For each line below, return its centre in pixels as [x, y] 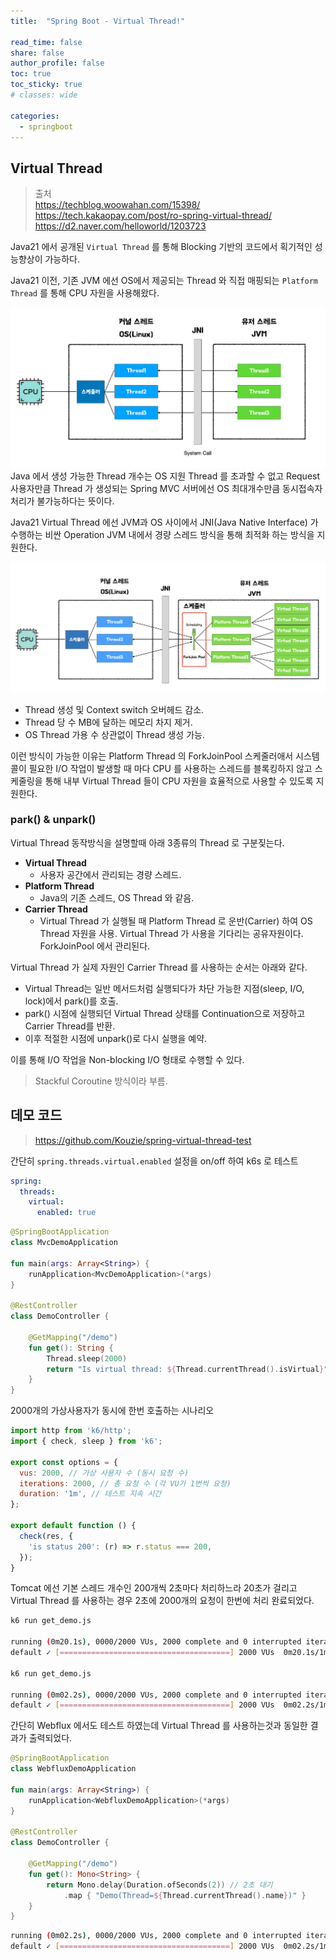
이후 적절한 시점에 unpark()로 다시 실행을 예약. [116, 1038]
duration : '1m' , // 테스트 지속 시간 [90, 1494]
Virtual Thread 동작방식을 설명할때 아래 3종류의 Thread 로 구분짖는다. [147, 842]
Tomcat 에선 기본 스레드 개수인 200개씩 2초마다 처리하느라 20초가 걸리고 [154, 1588]
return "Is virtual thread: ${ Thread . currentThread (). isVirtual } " [187, 1369]
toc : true [31, 74]
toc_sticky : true [46, 85]
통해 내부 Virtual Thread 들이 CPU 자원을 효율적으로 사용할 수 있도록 [179, 781]
